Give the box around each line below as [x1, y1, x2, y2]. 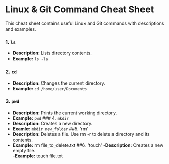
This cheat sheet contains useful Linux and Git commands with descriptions [5, 20, 164, 26]
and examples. [5, 25, 36, 32]
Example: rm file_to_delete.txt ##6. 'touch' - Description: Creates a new [12, 142, 164, 148]
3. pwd [5, 98, 20, 105]
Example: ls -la [12, 56, 48, 62]
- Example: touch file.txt [12, 153, 63, 159]
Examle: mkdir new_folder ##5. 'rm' [12, 126, 89, 132]
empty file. [12, 147, 36, 153]
